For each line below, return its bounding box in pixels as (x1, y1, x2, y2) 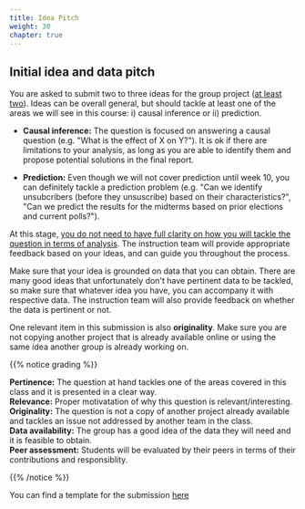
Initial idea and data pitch (9, 64, 156, 79)
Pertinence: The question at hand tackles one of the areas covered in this (9, 377, 287, 388)
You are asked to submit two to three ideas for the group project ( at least (9, 88, 282, 99)
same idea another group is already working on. (9, 341, 189, 352)
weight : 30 (9, 22, 51, 31)
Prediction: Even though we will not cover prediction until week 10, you (22, 172, 290, 183)
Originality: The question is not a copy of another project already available (9, 406, 290, 417)
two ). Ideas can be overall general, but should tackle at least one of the (9, 98, 276, 109)
